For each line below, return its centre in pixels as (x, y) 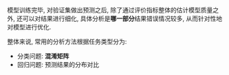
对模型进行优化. (29, 27)
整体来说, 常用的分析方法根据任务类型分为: (67, 42)
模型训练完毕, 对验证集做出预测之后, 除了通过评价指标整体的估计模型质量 (110, 10)
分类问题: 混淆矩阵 (43, 56)
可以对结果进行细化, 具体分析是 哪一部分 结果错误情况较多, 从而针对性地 (122, 18)
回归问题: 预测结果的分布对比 (58, 64)
